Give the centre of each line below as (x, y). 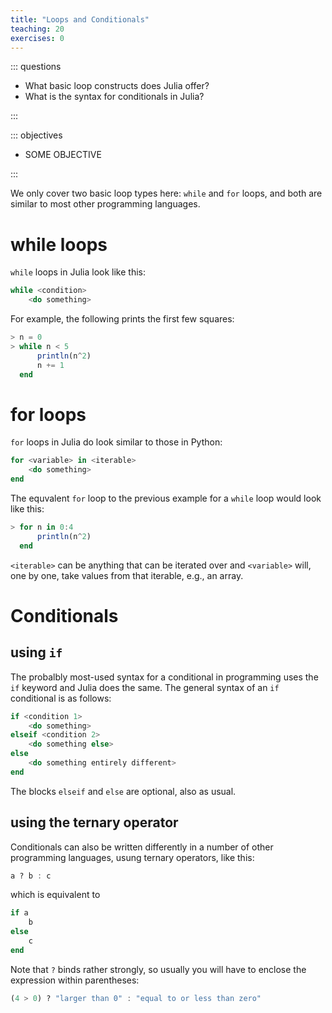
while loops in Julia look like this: (78, 272)
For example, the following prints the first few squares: (122, 319)
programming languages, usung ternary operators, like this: (132, 857)
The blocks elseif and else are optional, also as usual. (123, 791)
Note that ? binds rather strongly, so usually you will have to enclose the (158, 969)
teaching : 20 (37, 29)
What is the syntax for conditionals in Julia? (114, 97)
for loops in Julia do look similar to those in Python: (116, 442)
